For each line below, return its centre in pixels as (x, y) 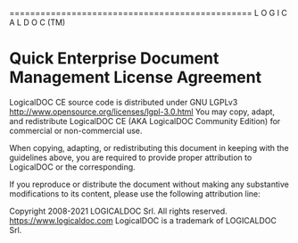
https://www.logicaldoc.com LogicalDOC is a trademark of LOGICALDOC (143, 220)
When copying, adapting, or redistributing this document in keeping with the (149, 147)
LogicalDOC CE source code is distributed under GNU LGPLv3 (124, 102)
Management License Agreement (135, 77)
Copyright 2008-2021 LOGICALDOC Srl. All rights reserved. (118, 211)
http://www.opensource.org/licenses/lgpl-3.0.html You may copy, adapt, (142, 112)
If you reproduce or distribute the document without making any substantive (149, 184)
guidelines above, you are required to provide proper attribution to (131, 157)
